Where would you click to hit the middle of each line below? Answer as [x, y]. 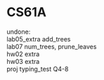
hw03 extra [23, 61]
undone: [19, 32]
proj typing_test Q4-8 [38, 69]
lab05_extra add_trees [39, 39]
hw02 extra [23, 54]
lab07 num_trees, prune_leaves [52, 46]
